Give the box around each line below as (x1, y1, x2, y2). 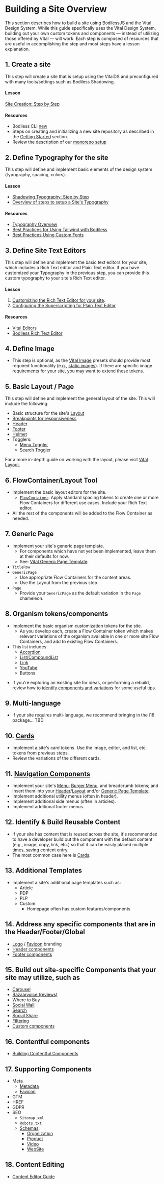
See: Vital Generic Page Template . (19, 558, 89, 564)
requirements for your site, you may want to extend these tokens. (12, 368, 144, 374)
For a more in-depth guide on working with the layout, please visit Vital (5, 457, 148, 463)
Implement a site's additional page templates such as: (12, 879, 121, 885)
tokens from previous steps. (12, 750, 69, 756)
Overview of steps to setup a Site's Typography (12, 199, 109, 205)
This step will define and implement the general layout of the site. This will (5, 395, 155, 401)
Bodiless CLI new (12, 123, 48, 129)
